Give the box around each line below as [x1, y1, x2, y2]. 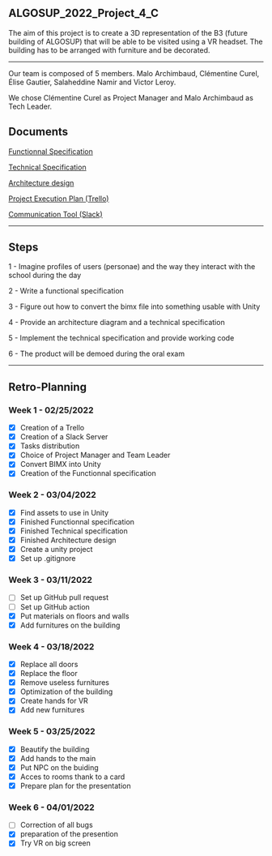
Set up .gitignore [19, 554, 76, 563]
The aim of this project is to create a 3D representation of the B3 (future [8, 28, 249, 37]
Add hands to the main [19, 753, 96, 763]
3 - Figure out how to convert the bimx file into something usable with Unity [8, 302, 261, 311]
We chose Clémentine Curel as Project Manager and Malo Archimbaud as [8, 92, 253, 102]
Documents [8, 125, 69, 139]
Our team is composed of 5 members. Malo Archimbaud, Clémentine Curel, [8, 68, 260, 78]
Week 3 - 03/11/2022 [8, 575, 93, 586]
